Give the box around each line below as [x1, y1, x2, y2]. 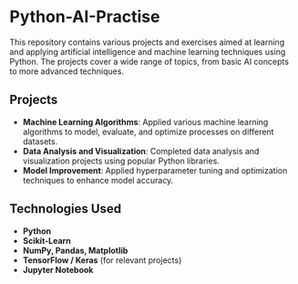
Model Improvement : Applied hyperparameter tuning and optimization [22, 164, 288, 175]
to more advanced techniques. [9, 66, 125, 77]
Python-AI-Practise [9, 6, 160, 27]
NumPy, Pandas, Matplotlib [22, 245, 128, 256]
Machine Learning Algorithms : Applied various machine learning [22, 116, 269, 127]
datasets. [22, 135, 58, 147]
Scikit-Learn [22, 235, 71, 246]
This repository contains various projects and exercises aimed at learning [9, 37, 285, 47]
